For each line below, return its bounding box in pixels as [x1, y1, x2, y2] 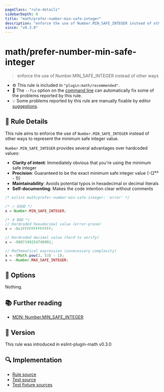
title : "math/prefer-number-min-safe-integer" [5, 16, 102, 21]
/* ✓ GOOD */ [5, 204, 33, 209]
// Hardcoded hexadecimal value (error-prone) [5, 222, 102, 227]
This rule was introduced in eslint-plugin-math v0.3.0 [5, 341, 112, 347]
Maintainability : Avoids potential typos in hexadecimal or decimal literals [12, 180, 159, 186]
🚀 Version [5, 328, 35, 337]
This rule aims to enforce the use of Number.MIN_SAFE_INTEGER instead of [5, 130, 150, 136]
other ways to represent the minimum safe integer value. [5, 135, 119, 142]
